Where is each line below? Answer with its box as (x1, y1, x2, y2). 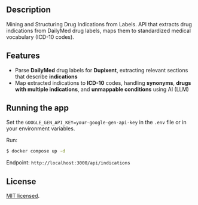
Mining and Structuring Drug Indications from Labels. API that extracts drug (6, 20, 193, 27)
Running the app (6, 103, 69, 113)
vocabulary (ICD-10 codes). (6, 33, 75, 41)
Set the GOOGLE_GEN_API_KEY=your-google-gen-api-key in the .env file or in (6, 119, 187, 126)
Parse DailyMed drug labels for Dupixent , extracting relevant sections (14, 66, 188, 74)
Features (6, 51, 40, 61)
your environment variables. (6, 125, 75, 132)
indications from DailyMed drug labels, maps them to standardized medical (6, 27, 191, 34)
